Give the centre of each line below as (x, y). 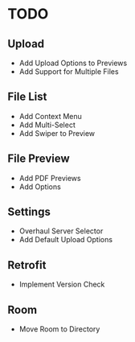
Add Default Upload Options (66, 240)
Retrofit (27, 265)
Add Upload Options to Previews (73, 63)
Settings (29, 212)
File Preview (39, 159)
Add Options (40, 187)
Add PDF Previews (50, 178)
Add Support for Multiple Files (69, 72)
